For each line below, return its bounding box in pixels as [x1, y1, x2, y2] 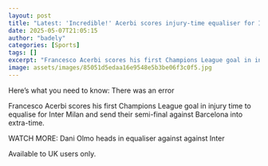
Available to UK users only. [8, 148, 97, 158]
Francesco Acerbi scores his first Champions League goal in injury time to [8, 101, 251, 110]
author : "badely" [8, 34, 66, 42]
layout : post [8, 11, 52, 20]
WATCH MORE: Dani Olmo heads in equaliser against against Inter [8, 133, 225, 143]
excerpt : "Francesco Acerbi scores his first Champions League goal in [8, 57, 251, 65]
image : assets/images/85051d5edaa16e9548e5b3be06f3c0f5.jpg [8, 64, 213, 72]
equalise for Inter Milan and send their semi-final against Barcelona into [8, 109, 243, 119]
